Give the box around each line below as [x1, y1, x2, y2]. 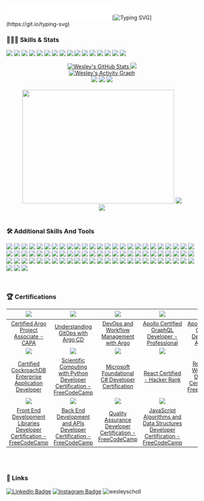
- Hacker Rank [144, 376, 181, 383]
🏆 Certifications [6, 292, 56, 301]
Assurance [104, 416, 132, 423]
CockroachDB [11, 366, 47, 374]
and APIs [62, 419, 85, 426]
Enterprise [15, 372, 42, 380]
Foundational [101, 369, 135, 377]
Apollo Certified [142, 320, 182, 327]
